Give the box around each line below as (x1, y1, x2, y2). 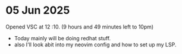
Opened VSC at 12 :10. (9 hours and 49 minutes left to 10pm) (5, 23, 154, 30)
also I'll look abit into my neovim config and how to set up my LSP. (14, 41, 177, 48)
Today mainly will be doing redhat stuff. (14, 34, 111, 42)
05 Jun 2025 (5, 4, 70, 17)
